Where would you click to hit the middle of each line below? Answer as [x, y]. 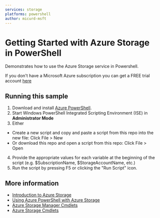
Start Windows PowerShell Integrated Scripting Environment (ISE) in [80, 113]
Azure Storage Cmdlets [35, 210]
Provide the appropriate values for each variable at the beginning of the [83, 158]
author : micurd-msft [26, 18]
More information [32, 183]
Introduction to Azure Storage [42, 195]
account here [18, 81]
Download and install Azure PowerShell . [52, 108]
